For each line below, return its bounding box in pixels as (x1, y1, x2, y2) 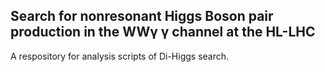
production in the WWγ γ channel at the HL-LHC (10, 24, 316, 41)
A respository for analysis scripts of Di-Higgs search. (10, 50, 230, 62)
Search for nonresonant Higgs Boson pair (10, 8, 274, 25)
